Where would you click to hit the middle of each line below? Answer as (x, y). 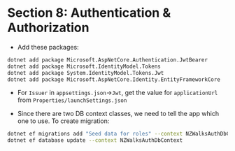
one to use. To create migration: (63, 121)
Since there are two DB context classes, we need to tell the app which (118, 114)
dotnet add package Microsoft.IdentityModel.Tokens (84, 66)
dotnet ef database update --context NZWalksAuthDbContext (95, 141)
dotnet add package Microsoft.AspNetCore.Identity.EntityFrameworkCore (114, 79)
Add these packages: (48, 47)
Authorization (48, 28)
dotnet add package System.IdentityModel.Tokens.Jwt (86, 73)
